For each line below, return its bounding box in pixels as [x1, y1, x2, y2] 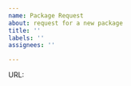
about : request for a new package [8, 19, 124, 27]
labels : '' [8, 33, 45, 42]
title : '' [8, 26, 42, 34]
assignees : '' [8, 41, 56, 49]
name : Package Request [8, 11, 84, 20]
